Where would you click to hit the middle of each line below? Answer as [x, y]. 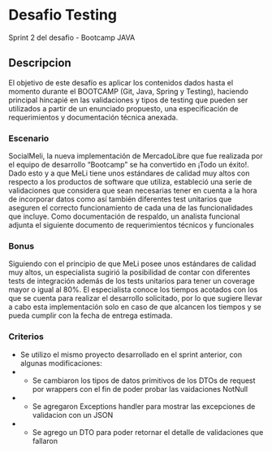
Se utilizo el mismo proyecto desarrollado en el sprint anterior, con [131, 354]
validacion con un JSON [73, 415]
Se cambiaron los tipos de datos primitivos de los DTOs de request [144, 380]
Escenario [29, 138]
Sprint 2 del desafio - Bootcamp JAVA [72, 37]
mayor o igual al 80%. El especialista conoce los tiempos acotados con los [133, 289]
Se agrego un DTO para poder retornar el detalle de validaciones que [148, 432]
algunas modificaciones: [61, 363]
